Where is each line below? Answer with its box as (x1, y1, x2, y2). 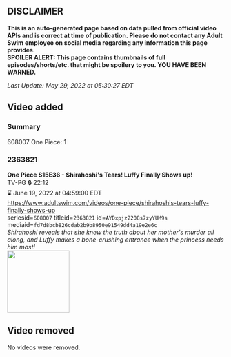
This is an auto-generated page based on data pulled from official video (7, 23, 217, 32)
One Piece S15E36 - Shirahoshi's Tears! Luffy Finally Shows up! (7, 171, 193, 179)
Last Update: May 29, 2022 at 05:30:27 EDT (7, 81, 134, 89)
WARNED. (7, 68, 37, 76)
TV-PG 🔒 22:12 (7, 178, 49, 186)
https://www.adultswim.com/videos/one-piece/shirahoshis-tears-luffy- (7, 198, 209, 206)
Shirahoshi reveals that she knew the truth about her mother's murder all (7, 228, 214, 236)
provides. (7, 46, 36, 54)
